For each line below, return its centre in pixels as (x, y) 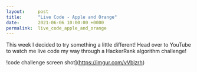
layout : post (27, 12)
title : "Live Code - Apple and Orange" (62, 17)
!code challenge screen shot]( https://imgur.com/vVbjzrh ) (75, 63)
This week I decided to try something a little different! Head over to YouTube (99, 45)
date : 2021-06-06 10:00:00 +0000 (55, 22)
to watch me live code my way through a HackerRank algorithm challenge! (96, 51)
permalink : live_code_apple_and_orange (57, 28)
